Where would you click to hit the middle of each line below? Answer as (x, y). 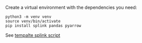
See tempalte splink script (33, 35)
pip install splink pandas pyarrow (43, 26)
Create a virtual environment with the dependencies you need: (71, 7)
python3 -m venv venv (28, 17)
